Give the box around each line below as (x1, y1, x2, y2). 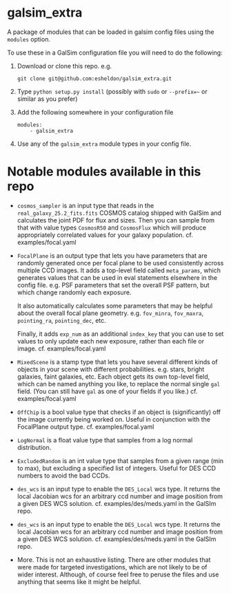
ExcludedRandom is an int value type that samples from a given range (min (17, 456, 224, 464)
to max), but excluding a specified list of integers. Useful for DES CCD (17, 464, 216, 472)
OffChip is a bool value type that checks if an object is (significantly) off (17, 408, 221, 416)
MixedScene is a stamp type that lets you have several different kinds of (17, 357, 219, 366)
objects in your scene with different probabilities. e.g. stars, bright (17, 365, 205, 373)
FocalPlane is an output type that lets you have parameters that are (17, 251, 208, 260)
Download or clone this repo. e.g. (17, 62, 112, 70)
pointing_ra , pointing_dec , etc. (17, 316, 107, 324)
